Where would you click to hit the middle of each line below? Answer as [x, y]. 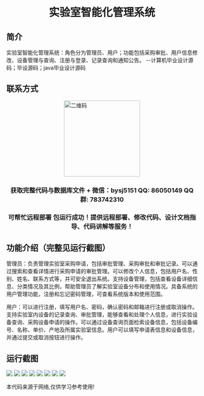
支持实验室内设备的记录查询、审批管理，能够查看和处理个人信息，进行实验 [99, 314]
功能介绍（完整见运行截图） [58, 248]
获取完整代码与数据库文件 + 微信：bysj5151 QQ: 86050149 [96, 190]
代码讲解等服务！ [108, 226]
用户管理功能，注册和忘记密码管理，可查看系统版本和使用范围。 [86, 294]
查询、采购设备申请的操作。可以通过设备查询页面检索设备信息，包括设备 [102, 322]
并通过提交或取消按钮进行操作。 [46, 338]
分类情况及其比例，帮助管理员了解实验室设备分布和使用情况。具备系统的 [107, 287]
